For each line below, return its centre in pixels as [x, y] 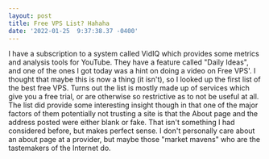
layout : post [30, 16]
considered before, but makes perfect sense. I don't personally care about [132, 131]
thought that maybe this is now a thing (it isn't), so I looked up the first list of [134, 79]
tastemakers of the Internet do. [60, 148]
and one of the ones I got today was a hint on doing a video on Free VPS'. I [132, 71]
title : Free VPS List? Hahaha [59, 23]
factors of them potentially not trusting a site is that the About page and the [133, 114]
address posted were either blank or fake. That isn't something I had [122, 123]
